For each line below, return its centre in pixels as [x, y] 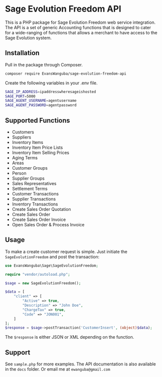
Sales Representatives [34, 183]
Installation [22, 53]
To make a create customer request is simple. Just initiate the [66, 251]
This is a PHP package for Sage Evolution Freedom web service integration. [80, 22]
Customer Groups [30, 168]
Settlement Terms [30, 188]
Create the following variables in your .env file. [51, 83]
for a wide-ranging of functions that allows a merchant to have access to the [81, 32]
